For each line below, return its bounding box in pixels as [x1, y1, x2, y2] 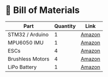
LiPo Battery [8, 63, 37, 70]
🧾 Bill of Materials [5, 4, 80, 16]
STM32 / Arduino [8, 31, 49, 38]
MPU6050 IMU [8, 39, 44, 46]
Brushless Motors [8, 55, 49, 62]
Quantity [54, 22, 76, 29]
